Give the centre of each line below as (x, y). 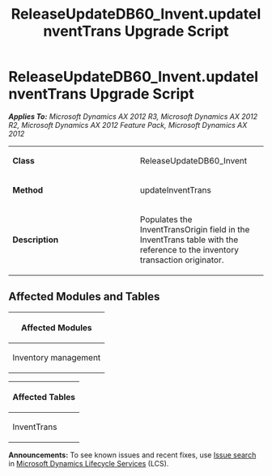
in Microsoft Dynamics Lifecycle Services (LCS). (89, 463)
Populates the (166, 219)
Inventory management (57, 357)
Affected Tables (44, 397)
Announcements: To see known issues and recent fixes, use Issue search (132, 455)
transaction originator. (182, 260)
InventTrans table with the (189, 240)
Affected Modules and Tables (84, 297)
